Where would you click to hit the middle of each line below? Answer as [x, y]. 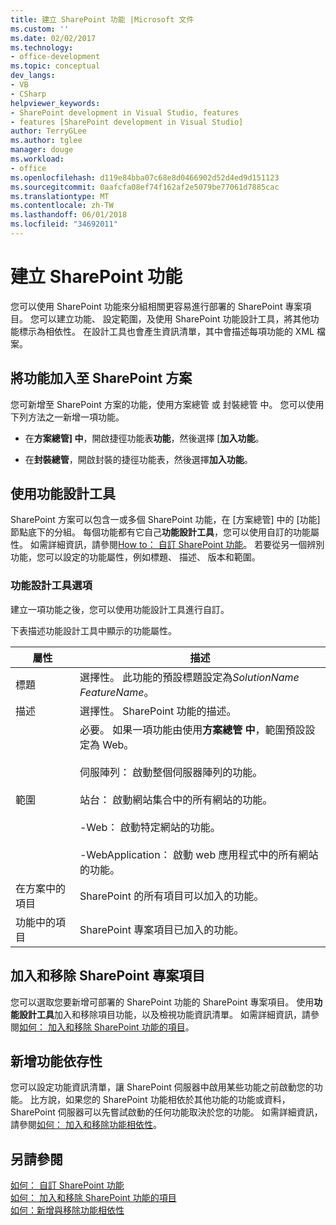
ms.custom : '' [40, 29]
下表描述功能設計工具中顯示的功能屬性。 [93, 630]
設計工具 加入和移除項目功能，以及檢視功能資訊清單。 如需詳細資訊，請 [164, 1014]
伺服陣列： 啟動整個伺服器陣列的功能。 [171, 772]
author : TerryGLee [48, 131]
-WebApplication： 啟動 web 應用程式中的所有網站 [199, 854]
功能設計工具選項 [51, 586]
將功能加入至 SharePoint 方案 [101, 378]
